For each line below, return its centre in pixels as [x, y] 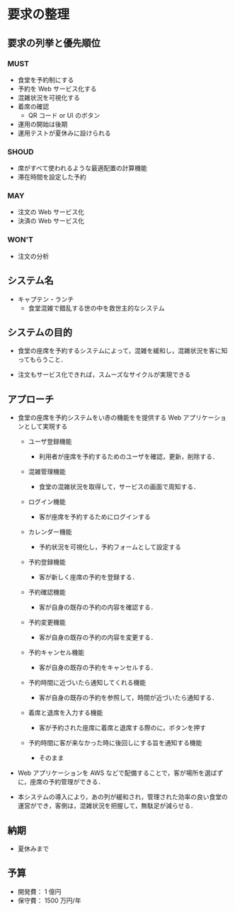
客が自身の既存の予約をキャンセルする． [98, 668]
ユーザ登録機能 [50, 442]
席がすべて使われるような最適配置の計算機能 [82, 168]
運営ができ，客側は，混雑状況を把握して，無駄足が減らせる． [107, 806]
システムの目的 [40, 332]
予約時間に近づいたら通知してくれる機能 [87, 683]
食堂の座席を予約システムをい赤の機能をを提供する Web [99, 418]
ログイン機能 [47, 502]
